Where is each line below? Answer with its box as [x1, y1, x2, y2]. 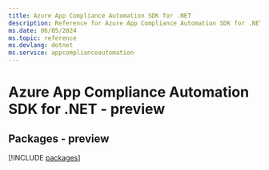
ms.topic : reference [8, 34, 78, 42]
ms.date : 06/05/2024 [8, 26, 78, 34]
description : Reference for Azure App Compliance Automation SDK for [8, 19, 246, 27]
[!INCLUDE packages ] [8, 153, 81, 162]
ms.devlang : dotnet [8, 42, 74, 49]
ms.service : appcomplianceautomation [8, 49, 134, 57]
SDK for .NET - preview [8, 101, 166, 118]
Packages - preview [8, 132, 110, 145]
